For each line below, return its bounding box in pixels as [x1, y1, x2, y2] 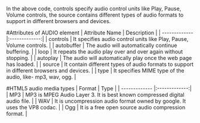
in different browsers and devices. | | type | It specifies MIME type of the [6, 67, 184, 74]
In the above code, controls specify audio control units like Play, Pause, [6, 5, 181, 12]
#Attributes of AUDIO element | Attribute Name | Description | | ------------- [6, 29, 193, 36]
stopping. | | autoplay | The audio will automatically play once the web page [6, 55, 192, 61]
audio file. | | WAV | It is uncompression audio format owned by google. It [6, 97, 186, 105]
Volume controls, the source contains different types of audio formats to [6, 11, 184, 18]
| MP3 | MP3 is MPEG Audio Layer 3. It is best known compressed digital [6, 92, 185, 98]
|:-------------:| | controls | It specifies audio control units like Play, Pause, [6, 36, 189, 42]
